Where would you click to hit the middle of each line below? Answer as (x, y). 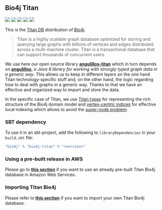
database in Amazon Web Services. (40, 175)
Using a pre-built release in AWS (44, 159)
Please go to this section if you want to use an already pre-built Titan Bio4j (80, 170)
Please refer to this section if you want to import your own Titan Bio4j (75, 198)
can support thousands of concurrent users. (61, 54)
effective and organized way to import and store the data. (63, 90)
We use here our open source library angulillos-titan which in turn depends (81, 64)
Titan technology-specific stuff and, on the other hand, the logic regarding (79, 79)
